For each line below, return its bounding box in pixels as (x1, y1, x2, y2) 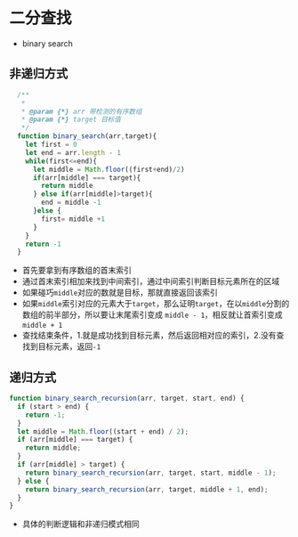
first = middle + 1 (41, 215, 105, 224)
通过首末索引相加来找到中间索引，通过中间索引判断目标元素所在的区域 (21, 276, 280, 287)
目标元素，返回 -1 (37, 341, 101, 352)
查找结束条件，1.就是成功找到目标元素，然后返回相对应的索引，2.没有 (21, 330, 278, 341)
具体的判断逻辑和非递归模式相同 (21, 518, 140, 530)
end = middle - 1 (41, 198, 101, 207)
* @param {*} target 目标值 (20, 115, 122, 125)
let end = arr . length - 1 (25, 148, 122, 157)
